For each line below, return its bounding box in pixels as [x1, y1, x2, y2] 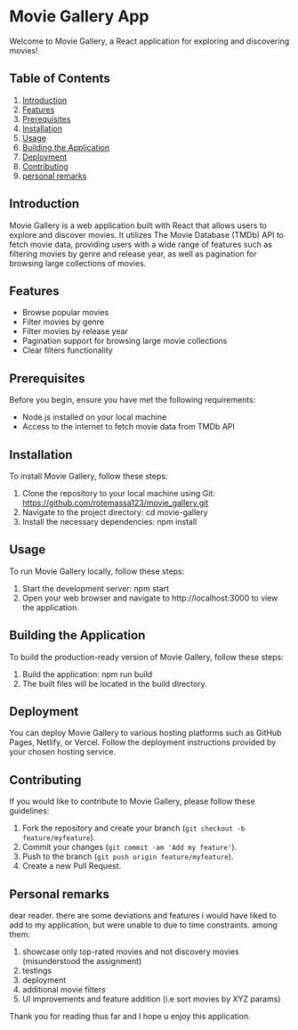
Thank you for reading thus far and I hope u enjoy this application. [9, 1011, 251, 1022]
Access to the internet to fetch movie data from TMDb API [21, 421, 236, 432]
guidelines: [9, 805, 50, 816]
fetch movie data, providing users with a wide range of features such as [9, 239, 273, 249]
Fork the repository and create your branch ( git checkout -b [21, 822, 246, 834]
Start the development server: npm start [21, 583, 170, 593]
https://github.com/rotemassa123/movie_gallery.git [21, 497, 209, 508]
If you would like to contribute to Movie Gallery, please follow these [9, 796, 255, 807]
